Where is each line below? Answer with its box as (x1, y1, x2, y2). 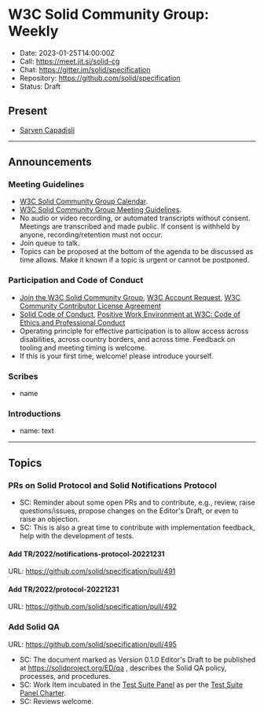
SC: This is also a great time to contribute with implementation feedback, (19, 523, 255, 532)
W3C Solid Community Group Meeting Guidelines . (19, 205, 182, 215)
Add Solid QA (8, 622, 60, 633)
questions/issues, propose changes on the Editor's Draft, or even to (19, 506, 239, 516)
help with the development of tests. (19, 531, 134, 541)
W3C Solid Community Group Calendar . (19, 196, 148, 206)
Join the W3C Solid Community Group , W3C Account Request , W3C (19, 292, 241, 302)
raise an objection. (19, 515, 80, 524)
